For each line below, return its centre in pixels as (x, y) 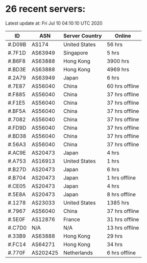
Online (123, 35)
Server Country (82, 35)
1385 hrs (118, 203)
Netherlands (78, 253)
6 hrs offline (121, 253)
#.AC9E (17, 153)
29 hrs (115, 236)
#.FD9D (17, 128)
